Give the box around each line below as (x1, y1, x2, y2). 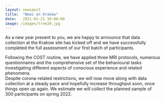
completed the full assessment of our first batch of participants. (5, 45, 134, 51)
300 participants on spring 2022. (5, 91, 72, 97)
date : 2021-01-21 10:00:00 (5, 16, 65, 21)
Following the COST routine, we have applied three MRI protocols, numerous (5, 55, 161, 61)
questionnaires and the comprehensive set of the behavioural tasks (5, 60, 142, 66)
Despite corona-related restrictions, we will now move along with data (5, 75, 147, 81)
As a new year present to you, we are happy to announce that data (5, 34, 140, 40)
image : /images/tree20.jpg (5, 21, 61, 26)
